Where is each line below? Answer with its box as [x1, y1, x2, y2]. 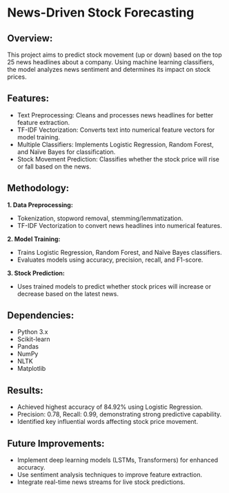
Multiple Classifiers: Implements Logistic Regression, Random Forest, [17, 140, 214, 148]
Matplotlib [17, 365, 46, 373]
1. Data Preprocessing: [7, 200, 74, 209]
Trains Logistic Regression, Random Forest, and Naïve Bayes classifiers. [17, 248, 222, 256]
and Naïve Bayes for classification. [17, 147, 116, 156]
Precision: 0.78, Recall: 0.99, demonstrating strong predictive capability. [17, 410, 222, 418]
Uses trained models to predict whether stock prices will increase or [17, 282, 212, 291]
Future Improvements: [7, 437, 105, 449]
